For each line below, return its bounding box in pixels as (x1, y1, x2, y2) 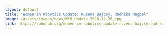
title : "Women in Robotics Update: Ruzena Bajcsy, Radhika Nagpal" (5, 12, 149, 17)
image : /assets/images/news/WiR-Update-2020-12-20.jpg (5, 16, 122, 21)
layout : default (5, 7, 39, 12)
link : (5, 21, 16, 26)
